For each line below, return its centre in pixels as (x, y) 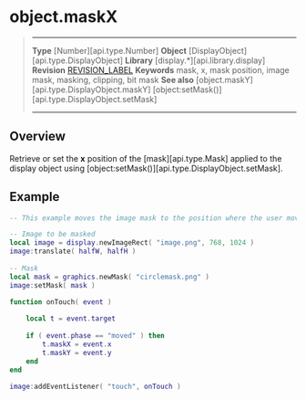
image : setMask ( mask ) (52, 285)
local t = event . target (71, 319)
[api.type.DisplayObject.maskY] (91, 89)
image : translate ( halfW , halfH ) (73, 252)
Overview (38, 137)
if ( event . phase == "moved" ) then (96, 336)
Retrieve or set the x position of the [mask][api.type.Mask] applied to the (146, 158)
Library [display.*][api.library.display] (195, 60)
